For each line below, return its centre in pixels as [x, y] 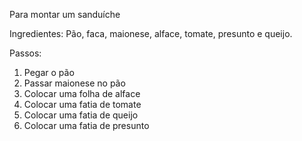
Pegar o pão [49, 72]
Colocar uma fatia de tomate [82, 104]
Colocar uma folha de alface [82, 93]
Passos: [25, 53]
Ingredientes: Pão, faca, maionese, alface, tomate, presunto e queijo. [151, 33]
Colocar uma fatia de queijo [81, 115]
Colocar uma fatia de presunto [86, 125]
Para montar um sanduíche [65, 14]
